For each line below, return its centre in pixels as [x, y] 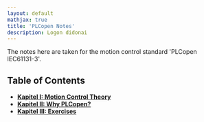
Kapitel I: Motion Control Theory [64, 97]
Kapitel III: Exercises [47, 111]
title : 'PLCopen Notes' [41, 26]
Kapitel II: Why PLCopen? [54, 104]
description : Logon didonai [47, 32]
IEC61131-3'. [24, 59]
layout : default [30, 13]
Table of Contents [46, 80]
